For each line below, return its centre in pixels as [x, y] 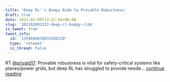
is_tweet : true [21, 29]
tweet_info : [18, 34]
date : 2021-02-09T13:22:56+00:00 [41, 19]
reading [14, 74]
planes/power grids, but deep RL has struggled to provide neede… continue [85, 68]
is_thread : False [28, 48]
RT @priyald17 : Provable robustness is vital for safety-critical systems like [83, 63]
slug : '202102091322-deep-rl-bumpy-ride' [50, 24]
